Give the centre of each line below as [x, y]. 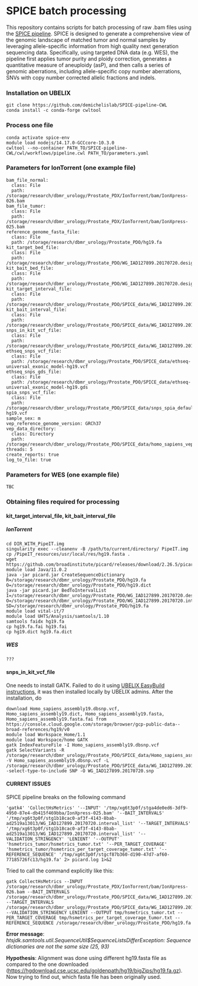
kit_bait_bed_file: [30, 268]
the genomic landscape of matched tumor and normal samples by [86, 40]
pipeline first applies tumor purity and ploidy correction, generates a [89, 59]
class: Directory [33, 434]
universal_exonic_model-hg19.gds [47, 387]
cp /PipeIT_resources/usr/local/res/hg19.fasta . [68, 554]
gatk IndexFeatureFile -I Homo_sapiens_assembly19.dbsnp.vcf [83, 745]
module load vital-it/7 [35, 611]
